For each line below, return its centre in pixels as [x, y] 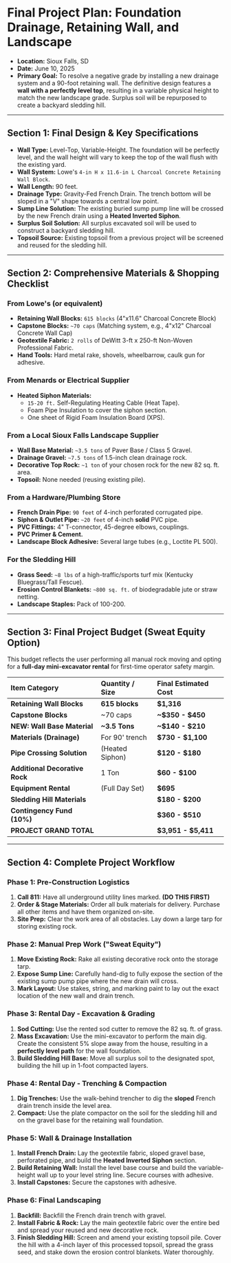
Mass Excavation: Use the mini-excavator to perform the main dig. [112, 1036]
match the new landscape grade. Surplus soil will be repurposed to [112, 97]
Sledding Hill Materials [48, 800]
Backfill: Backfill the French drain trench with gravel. [91, 1215]
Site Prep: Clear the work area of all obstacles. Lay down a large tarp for [120, 919]
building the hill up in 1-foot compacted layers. [82, 1065]
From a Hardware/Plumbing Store [64, 497]
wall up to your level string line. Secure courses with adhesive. [125, 1175]
